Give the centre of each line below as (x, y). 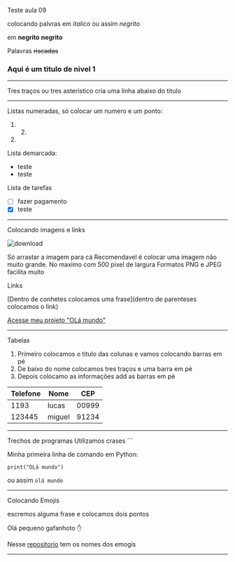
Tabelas (19, 340)
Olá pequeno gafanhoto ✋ (45, 528)
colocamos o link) (33, 307)
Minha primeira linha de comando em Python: (73, 455)
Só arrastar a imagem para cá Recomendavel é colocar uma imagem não (112, 257)
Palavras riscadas (33, 51)
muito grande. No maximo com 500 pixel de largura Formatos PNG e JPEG (114, 265)
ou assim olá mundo (35, 481)
